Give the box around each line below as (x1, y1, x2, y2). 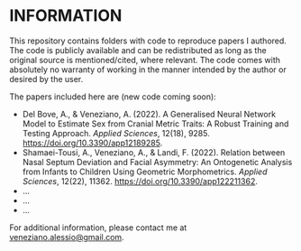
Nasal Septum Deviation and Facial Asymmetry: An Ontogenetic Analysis (22, 156, 293, 167)
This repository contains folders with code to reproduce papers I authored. (9, 35, 287, 46)
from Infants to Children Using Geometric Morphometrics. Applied (22, 166, 268, 177)
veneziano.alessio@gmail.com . (9, 231, 124, 242)
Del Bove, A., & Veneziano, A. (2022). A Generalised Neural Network (22, 108, 277, 119)
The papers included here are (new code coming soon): (9, 91, 216, 102)
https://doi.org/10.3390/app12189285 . (22, 137, 163, 148)
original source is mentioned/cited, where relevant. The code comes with (9, 54, 281, 65)
